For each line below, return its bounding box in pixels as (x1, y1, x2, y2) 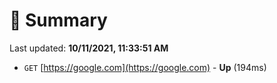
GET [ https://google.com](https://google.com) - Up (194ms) (23, 61, 267, 73)
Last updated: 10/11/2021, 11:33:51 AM (9, 42, 169, 54)
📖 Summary (9, 9, 108, 32)
